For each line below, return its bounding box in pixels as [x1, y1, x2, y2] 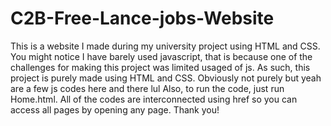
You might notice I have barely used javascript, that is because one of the [10, 50, 313, 62]
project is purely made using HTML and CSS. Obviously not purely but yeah [10, 72, 322, 84]
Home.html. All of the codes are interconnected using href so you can [10, 93, 298, 105]
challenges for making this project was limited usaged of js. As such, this [10, 61, 311, 73]
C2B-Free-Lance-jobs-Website [10, 7, 275, 30]
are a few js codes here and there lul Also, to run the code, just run [10, 82, 285, 94]
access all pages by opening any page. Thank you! [10, 103, 220, 116]
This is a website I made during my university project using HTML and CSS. [10, 40, 321, 52]
